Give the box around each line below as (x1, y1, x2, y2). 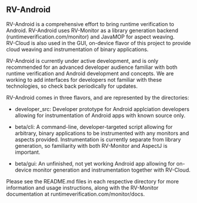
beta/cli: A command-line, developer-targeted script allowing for (14, 123, 173, 130)
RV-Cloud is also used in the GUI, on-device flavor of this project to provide (6, 39, 192, 46)
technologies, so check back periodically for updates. (6, 83, 138, 90)
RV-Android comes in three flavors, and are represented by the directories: (6, 94, 189, 101)
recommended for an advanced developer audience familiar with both (6, 64, 177, 71)
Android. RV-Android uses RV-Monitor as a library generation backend (6, 27, 179, 34)
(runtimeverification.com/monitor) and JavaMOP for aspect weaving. (6, 33, 175, 40)
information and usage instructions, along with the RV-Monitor (6, 184, 159, 191)
